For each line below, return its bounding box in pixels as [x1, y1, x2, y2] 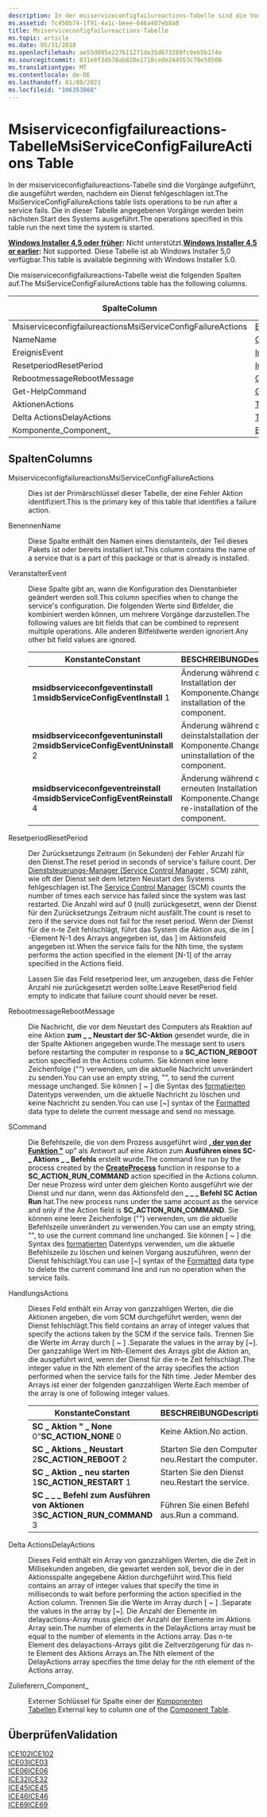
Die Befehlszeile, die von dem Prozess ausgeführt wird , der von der [28, 1137, 252, 1148]
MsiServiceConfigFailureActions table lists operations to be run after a [8, 197, 238, 207]
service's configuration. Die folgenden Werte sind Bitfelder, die [28, 601, 234, 610]
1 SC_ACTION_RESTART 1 [32, 1477, 131, 1488]
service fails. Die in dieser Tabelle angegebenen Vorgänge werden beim [8, 206, 244, 215]
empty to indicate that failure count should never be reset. [28, 991, 219, 1001]
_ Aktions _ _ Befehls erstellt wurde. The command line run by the [28, 1155, 242, 1164]
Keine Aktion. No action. [160, 1426, 248, 1437]
